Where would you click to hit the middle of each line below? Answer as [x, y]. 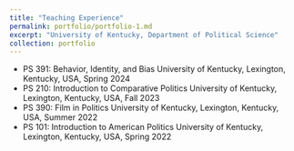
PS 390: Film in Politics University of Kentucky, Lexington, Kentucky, [151, 108]
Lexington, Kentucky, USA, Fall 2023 [91, 98]
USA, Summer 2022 [60, 117]
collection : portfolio [52, 43]
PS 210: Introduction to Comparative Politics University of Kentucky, [150, 88]
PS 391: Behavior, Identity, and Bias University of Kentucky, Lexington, [154, 69]
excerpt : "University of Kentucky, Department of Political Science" [144, 35]
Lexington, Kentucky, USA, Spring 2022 [97, 136]
